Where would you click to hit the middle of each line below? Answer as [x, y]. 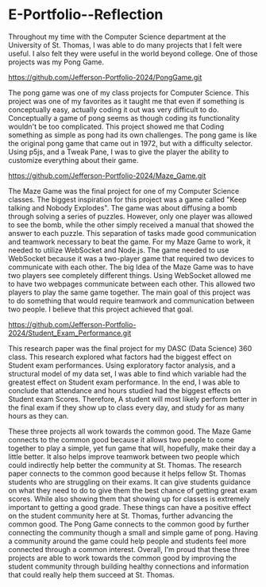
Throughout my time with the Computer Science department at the [117, 37]
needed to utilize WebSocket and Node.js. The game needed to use [119, 250]
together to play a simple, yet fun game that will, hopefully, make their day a [132, 448]
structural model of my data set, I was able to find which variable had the [127, 373]
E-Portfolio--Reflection [86, 15]
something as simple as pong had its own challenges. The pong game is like [133, 135]
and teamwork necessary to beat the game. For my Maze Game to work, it [130, 241]
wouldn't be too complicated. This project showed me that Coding [116, 126]
